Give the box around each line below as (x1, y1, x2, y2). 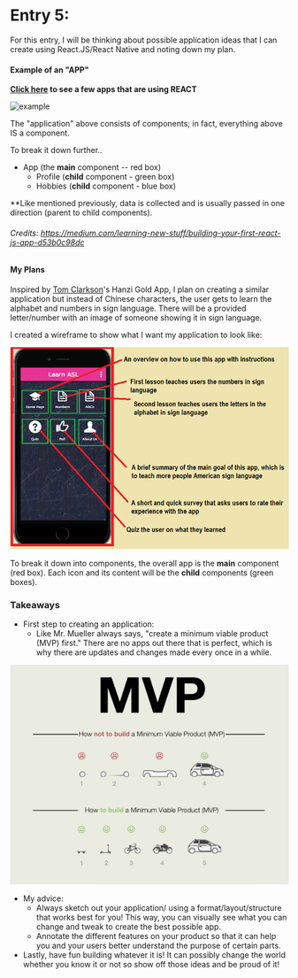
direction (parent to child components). (10, 207, 153, 218)
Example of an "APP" (10, 64, 89, 75)
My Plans (10, 265, 45, 275)
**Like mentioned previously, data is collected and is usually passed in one (10, 198, 286, 209)
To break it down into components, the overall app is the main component (10, 558, 279, 568)
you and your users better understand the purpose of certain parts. (35, 940, 281, 951)
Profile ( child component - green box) (35, 172, 175, 182)
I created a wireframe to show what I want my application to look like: (10, 329, 263, 340)
